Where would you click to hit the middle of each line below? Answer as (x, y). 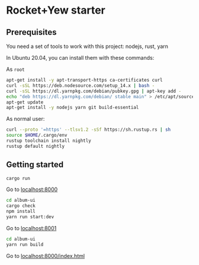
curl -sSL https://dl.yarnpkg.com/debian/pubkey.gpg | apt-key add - (94, 91)
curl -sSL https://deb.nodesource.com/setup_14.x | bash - (81, 85)
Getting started (35, 165)
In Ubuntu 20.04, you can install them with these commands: (80, 58)
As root (15, 69)
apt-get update (25, 102)
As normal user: (25, 119)
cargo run (18, 178)
